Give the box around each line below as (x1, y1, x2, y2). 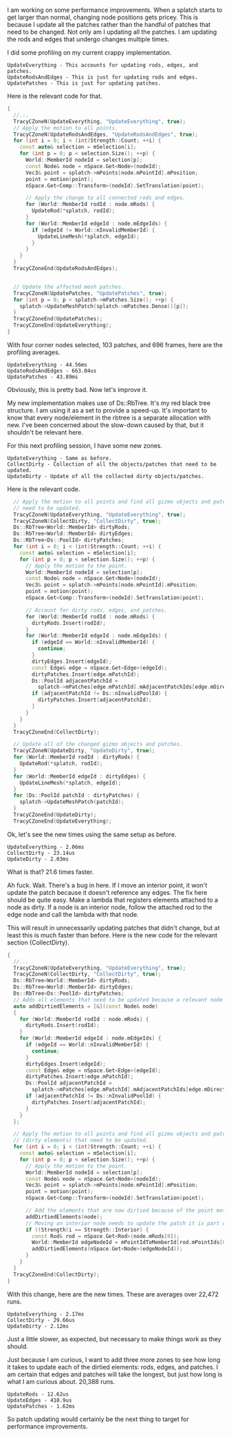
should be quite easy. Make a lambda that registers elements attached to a (7, 896, 219, 904)
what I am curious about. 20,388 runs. (7, 1377, 115, 1385)
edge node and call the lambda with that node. (7, 910, 139, 918)
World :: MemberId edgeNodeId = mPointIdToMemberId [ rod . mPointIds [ (32, 1239, 223, 1246)
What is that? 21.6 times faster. (7, 867, 94, 876)
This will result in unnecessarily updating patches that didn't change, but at (7, 923, 220, 932)
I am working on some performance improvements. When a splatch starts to (7, 6, 223, 14)
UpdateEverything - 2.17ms (7, 1310, 85, 1318)
